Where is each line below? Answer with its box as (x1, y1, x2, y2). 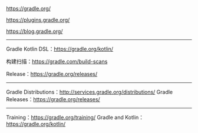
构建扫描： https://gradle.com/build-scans (6, 58, 108, 65)
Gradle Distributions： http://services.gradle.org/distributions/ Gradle (6, 88, 173, 95)
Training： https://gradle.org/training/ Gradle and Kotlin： (6, 114, 144, 121)
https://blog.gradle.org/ (6, 28, 63, 35)
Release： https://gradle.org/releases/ (6, 71, 98, 77)
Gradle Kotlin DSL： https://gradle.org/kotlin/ (6, 45, 114, 52)
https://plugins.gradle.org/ (6, 16, 70, 23)
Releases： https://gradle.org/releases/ (6, 96, 100, 102)
